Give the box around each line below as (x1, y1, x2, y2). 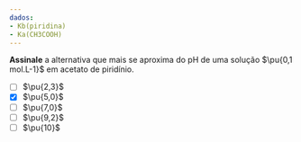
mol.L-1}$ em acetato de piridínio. (9, 64, 134, 75)
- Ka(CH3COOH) (9, 30, 63, 39)
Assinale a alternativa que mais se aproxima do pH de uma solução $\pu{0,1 (9, 55, 293, 66)
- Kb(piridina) (9, 22, 67, 31)
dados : (9, 13, 34, 22)
